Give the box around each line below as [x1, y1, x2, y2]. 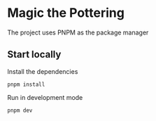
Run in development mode [7, 93, 83, 101]
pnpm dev [7, 107, 33, 114]
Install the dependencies [7, 67, 78, 75]
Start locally [7, 49, 62, 60]
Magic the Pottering [7, 5, 125, 21]
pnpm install [7, 81, 45, 88]
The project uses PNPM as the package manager [7, 28, 149, 37]
